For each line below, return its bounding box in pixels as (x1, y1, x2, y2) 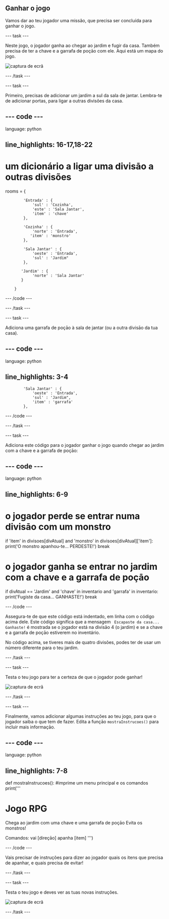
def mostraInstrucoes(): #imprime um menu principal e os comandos (5, 780, 148, 786)
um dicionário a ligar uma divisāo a (5, 161, 154, 172)
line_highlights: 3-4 (5, 373, 69, 381)
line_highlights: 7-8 (5, 766, 68, 775)
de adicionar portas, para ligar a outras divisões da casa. (5, 98, 124, 104)
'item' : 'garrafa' (32, 399, 73, 404)
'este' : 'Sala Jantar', (32, 207, 85, 212)
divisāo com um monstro (5, 521, 111, 532)
